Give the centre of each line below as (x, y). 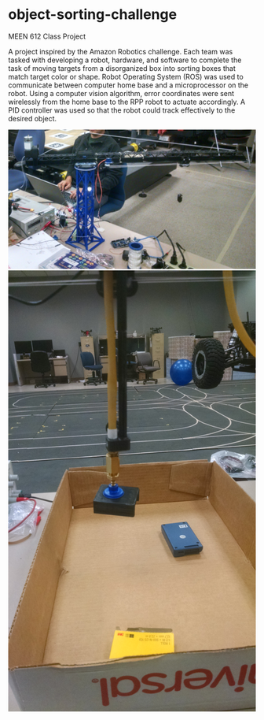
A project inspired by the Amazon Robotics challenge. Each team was (121, 51)
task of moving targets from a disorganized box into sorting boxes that (122, 68)
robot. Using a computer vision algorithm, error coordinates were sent (121, 93)
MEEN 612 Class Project (47, 36)
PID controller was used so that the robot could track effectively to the (122, 110)
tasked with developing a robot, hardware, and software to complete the (125, 60)
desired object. (33, 118)
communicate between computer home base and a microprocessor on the (128, 85)
